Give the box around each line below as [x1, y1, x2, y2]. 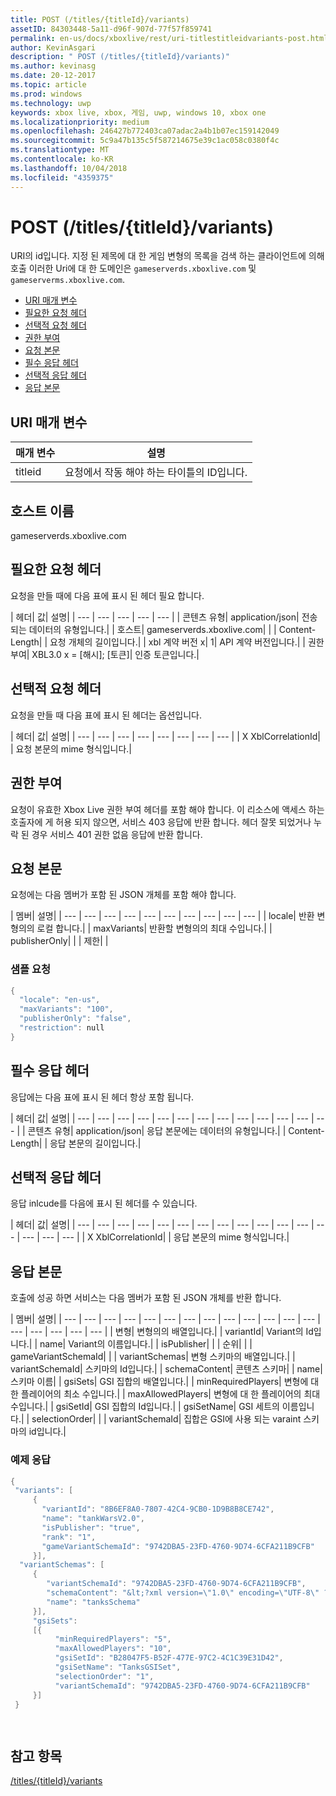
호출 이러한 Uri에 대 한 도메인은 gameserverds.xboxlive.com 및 [10, 262, 257, 275]
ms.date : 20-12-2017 [10, 71, 97, 81]
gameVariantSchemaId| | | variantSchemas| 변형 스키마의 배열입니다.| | [10, 1351, 296, 1363]
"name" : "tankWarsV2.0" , [41, 1514, 145, 1524]
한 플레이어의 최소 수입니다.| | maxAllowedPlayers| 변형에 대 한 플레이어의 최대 [10, 1388, 321, 1400]
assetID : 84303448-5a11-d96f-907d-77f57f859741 [10, 24, 213, 34]
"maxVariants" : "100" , [19, 1004, 114, 1015]
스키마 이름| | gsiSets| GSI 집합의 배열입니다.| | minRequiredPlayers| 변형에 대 [10, 1376, 320, 1388]
